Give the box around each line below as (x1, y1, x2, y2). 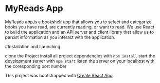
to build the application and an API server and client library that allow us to (5, 29, 154, 35)
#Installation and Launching (5, 43, 61, 49)
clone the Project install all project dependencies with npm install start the (5, 53, 156, 58)
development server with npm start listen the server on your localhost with (5, 58, 155, 64)
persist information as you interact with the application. (5, 34, 116, 40)
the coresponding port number (5, 63, 67, 69)
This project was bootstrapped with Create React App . (5, 72, 114, 78)
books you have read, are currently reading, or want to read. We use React (5, 24, 155, 29)
